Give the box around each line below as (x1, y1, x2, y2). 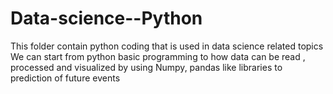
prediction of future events (10, 72, 121, 84)
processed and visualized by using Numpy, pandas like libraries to (10, 61, 283, 73)
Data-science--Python (10, 7, 203, 30)
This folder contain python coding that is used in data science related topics (10, 40, 324, 52)
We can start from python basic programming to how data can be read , (10, 50, 306, 62)
